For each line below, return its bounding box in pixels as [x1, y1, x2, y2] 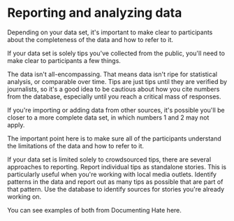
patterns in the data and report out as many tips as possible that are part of [7, 177, 224, 186]
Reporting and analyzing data [7, 5, 182, 21]
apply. [7, 120, 25, 129]
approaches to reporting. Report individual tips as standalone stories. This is [7, 162, 227, 171]
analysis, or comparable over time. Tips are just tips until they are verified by [7, 77, 228, 85]
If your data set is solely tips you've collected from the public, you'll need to [7, 49, 226, 57]
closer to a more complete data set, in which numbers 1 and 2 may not [7, 113, 210, 122]
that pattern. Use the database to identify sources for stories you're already [7, 185, 225, 193]
